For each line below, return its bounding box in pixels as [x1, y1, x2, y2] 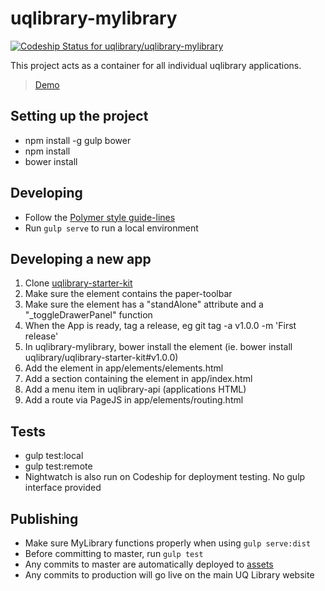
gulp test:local [24, 450, 84, 462]
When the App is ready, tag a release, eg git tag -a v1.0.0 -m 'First [24, 320, 297, 332]
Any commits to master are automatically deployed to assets [24, 558, 274, 570]
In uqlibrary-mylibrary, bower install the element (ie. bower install [24, 341, 293, 353]
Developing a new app [10, 250, 152, 267]
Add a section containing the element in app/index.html [24, 373, 253, 385]
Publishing [10, 510, 79, 527]
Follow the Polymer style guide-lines [24, 211, 176, 223]
